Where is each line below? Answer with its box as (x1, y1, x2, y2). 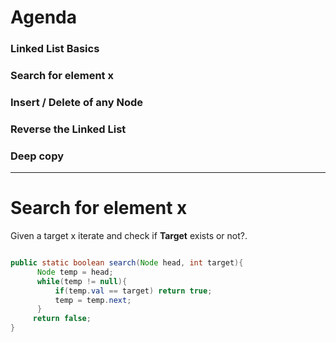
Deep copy (10, 149, 65, 163)
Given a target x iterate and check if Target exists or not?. (10, 230, 248, 242)
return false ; (32, 314, 92, 324)
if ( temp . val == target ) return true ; (54, 286, 213, 296)
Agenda (10, 6, 77, 29)
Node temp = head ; (36, 267, 114, 277)
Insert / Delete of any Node (10, 95, 144, 109)
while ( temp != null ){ (36, 276, 128, 286)
